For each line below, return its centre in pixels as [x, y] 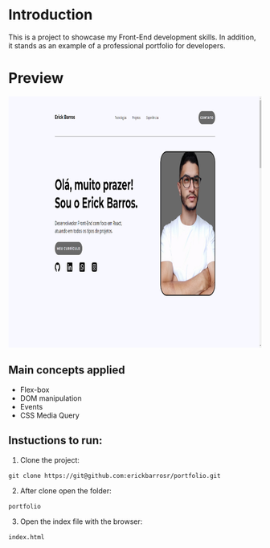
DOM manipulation [51, 398]
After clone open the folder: [66, 490]
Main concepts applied [67, 371]
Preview [36, 78]
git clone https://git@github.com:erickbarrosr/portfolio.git [115, 476]
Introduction [51, 15]
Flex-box [35, 389]
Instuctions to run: [55, 441]
